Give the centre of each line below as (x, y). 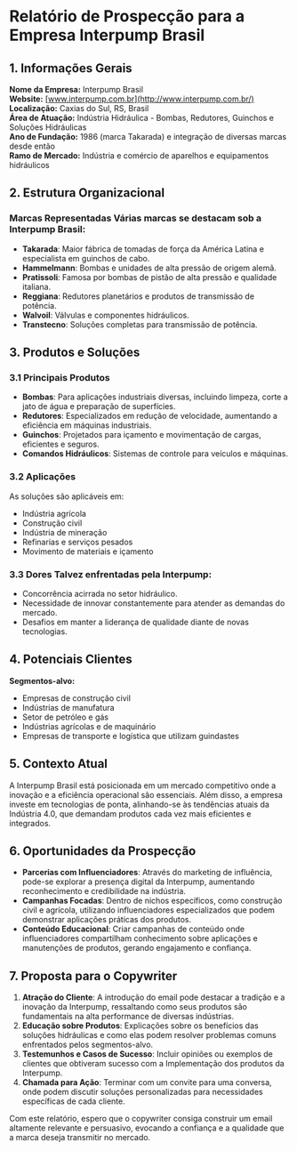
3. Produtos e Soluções (75, 353)
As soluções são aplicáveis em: (67, 496)
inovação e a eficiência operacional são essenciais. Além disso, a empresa (146, 794)
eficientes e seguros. (60, 444)
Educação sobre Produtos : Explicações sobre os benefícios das (140, 1026)
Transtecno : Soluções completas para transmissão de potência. (140, 324)
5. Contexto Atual (59, 764)
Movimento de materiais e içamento (88, 551)
